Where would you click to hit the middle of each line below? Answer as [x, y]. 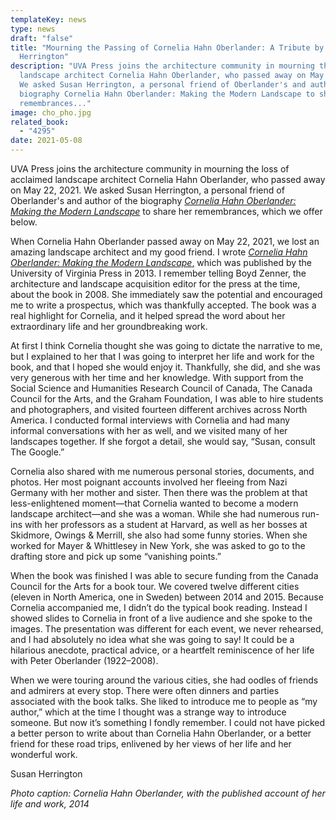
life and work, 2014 [50, 804]
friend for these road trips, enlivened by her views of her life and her [151, 744]
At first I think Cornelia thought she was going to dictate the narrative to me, [166, 345]
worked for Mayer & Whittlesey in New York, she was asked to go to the [158, 545]
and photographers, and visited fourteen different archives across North [159, 409]
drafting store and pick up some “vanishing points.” [116, 556]
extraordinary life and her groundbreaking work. [109, 326]
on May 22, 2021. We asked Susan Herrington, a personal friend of [147, 190]
